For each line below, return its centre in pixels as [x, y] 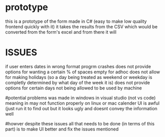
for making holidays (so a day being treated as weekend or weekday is [79, 77]
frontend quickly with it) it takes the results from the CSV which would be [81, 26]
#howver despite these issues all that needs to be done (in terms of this [80, 123]
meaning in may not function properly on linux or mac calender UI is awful [82, 103]
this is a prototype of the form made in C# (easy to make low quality [76, 21]
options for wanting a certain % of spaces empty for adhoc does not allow [83, 72]
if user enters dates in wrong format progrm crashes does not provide [78, 66]
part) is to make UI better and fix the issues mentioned [62, 129]
